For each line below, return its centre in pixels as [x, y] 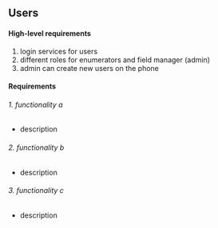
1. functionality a [36, 104]
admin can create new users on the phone [89, 68]
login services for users [59, 51]
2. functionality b [36, 147]
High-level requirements [50, 33]
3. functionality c [36, 191]
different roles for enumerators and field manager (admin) [115, 60]
